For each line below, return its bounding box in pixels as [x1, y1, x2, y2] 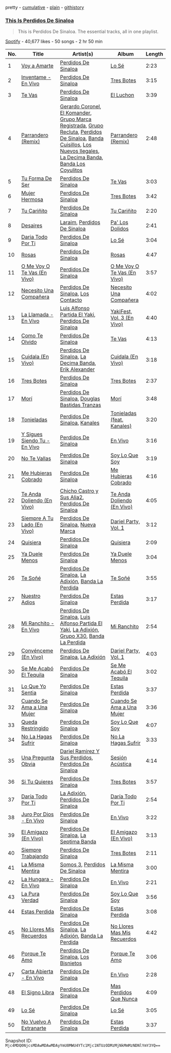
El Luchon [110, 92, 134, 99]
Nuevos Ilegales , [60, 148, 100, 155]
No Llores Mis [21, 926, 54, 933]
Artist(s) [72, 50, 94, 58]
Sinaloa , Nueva [60, 521, 96, 529]
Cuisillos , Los [60, 141, 92, 148]
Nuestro [21, 593, 41, 600]
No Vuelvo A [21, 1018, 51, 1026]
